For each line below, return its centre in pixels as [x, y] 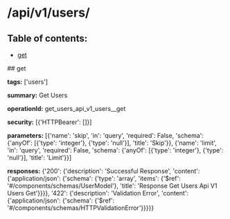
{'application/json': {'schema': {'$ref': [61, 200]
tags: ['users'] [28, 82]
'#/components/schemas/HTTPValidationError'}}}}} [81, 208]
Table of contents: [47, 38]
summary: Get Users [37, 95]
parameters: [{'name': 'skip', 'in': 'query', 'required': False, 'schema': [106, 135]
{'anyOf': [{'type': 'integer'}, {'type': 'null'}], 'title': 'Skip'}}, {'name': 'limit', [112, 143]
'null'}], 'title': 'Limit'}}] [39, 158]
